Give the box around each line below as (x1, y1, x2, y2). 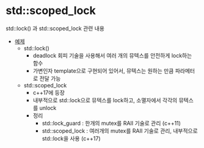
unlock (39, 104, 57, 111)
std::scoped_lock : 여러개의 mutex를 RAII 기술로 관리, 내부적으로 (42, 127, 198, 135)
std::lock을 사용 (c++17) (42, 135, 101, 142)
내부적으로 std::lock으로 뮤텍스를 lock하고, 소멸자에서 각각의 (32, 96, 178, 104)
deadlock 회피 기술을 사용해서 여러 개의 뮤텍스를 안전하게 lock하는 (32, 51, 192, 59)
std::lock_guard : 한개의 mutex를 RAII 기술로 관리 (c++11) (42, 119, 181, 127)
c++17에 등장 (32, 89, 65, 96)
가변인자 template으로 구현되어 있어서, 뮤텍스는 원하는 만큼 (32, 67, 174, 74)
